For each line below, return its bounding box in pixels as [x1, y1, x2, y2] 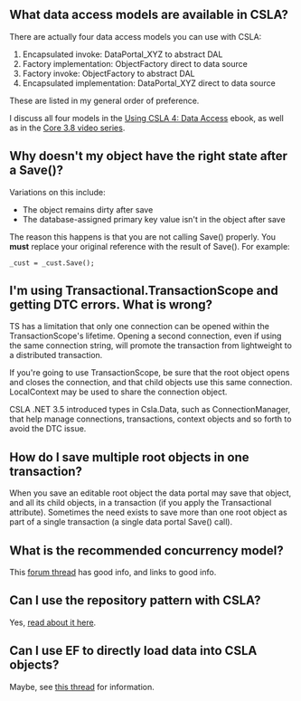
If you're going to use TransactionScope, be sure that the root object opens [9, 367, 290, 378]
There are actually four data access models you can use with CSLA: [9, 31, 262, 42]
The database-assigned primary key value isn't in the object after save [22, 213, 287, 224]
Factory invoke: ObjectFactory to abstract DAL [22, 68, 196, 79]
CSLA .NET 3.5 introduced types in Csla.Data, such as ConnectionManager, [9, 404, 291, 415]
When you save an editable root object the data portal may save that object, [9, 488, 292, 498]
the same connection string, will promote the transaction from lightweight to [9, 340, 292, 351]
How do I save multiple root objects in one [9, 450, 249, 465]
